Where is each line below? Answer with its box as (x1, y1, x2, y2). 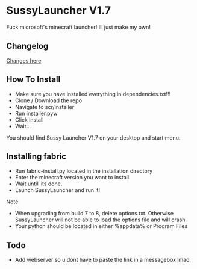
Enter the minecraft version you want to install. (14, 174, 131, 181)
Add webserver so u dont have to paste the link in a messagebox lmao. (14, 256, 192, 264)
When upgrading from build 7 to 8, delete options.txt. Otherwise (14, 210, 174, 217)
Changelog (6, 41, 49, 51)
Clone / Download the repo (14, 97, 83, 104)
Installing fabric (6, 151, 67, 161)
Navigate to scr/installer (14, 103, 75, 110)
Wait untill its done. (14, 180, 63, 187)
